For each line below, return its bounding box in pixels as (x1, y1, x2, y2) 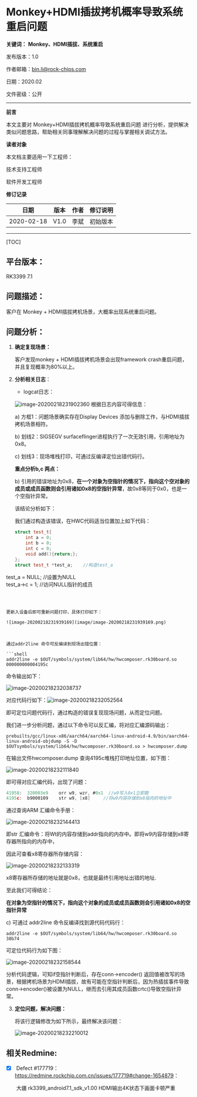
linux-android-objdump (6, 738, 62, 744)
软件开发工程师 (6, 178, 42, 185)
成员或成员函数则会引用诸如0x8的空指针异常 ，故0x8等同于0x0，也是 (14, 485, 182, 492)
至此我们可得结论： (6, 887, 53, 894)
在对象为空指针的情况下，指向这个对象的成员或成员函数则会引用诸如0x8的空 (6, 899, 191, 906)
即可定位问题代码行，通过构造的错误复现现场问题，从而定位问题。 (6, 709, 165, 716)
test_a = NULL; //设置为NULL (6, 573, 76, 580)
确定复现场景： (14, 344, 51, 351)
